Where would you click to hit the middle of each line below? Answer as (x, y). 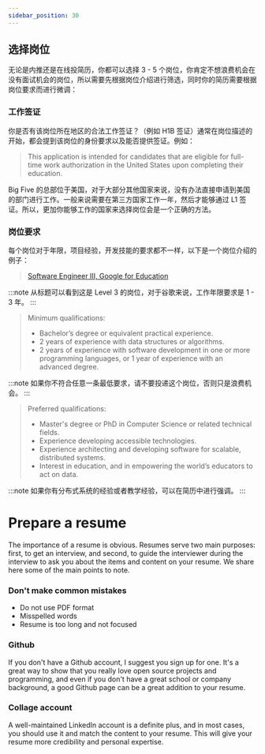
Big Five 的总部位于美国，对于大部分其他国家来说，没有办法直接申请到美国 (129, 189)
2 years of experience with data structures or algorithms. (132, 342)
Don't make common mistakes (67, 591)
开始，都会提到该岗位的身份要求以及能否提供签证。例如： (101, 141)
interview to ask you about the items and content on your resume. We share (131, 561)
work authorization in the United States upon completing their (144, 165)
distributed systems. (73, 458)
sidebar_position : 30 (44, 15)
